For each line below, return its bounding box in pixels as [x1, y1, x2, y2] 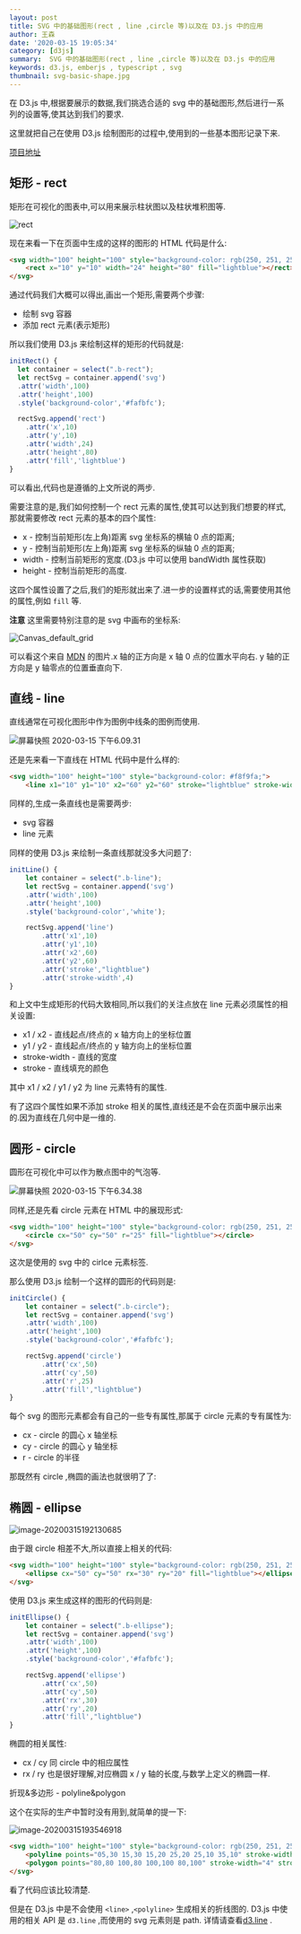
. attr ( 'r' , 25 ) [41, 1377, 94, 1386]
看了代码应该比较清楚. [9, 1884, 91, 1895]
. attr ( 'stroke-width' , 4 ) [41, 973, 134, 983]
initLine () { [9, 865, 58, 875]
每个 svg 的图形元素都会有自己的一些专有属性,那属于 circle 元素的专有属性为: [9, 1411, 292, 1422]
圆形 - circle [9, 1141, 76, 1156]
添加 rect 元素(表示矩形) [21, 319, 110, 330]
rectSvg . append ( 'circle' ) [25, 1352, 123, 1361]
